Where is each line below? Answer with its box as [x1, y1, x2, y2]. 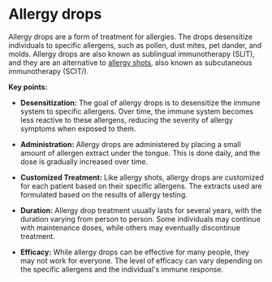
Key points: [8, 82, 48, 92]
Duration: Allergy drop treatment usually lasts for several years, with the [19, 205, 262, 215]
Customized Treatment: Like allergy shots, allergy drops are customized [19, 172, 264, 182]
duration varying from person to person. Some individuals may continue [19, 214, 261, 223]
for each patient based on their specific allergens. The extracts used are [19, 180, 262, 191]
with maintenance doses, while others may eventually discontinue [19, 223, 241, 232]
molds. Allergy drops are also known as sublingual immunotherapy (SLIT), [8, 49, 256, 59]
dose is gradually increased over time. [19, 156, 149, 167]
